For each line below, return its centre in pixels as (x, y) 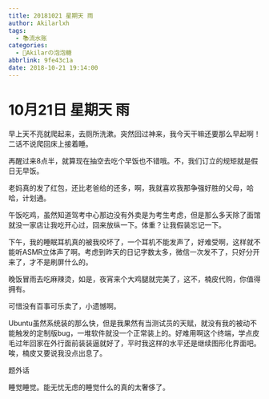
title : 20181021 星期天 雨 (51, 16)
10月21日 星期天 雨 (69, 110)
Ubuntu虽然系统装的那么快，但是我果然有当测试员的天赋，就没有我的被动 (129, 323)
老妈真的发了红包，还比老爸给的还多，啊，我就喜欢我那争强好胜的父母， (127, 187)
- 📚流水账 (31, 38)
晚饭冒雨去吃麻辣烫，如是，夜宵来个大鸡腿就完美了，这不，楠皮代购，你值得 (134, 279)
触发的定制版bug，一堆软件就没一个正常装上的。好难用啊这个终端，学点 (134, 332)
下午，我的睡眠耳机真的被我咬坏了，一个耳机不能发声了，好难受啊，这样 (127, 242)
